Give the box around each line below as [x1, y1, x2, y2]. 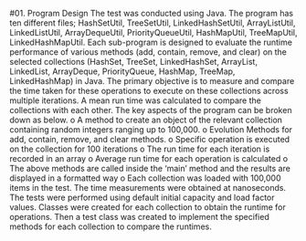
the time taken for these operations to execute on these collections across [9, 86, 290, 96]
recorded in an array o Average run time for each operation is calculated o [9, 153, 289, 163]
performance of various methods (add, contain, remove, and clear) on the [9, 47, 288, 58]
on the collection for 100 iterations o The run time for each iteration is [9, 143, 270, 154]
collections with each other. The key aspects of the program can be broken [9, 105, 292, 115]
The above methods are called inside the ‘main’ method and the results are [9, 163, 290, 173]
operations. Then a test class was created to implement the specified [9, 212, 269, 222]
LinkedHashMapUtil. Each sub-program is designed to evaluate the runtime [9, 37, 292, 47]
